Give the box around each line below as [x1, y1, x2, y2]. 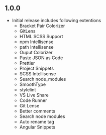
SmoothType [19, 81, 46, 87]
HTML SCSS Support [19, 33, 63, 39]
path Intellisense [19, 44, 54, 50]
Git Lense [19, 102, 40, 108]
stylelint [19, 86, 36, 92]
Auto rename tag [19, 118, 55, 124]
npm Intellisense [19, 39, 54, 45]
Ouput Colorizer [19, 49, 53, 55]
